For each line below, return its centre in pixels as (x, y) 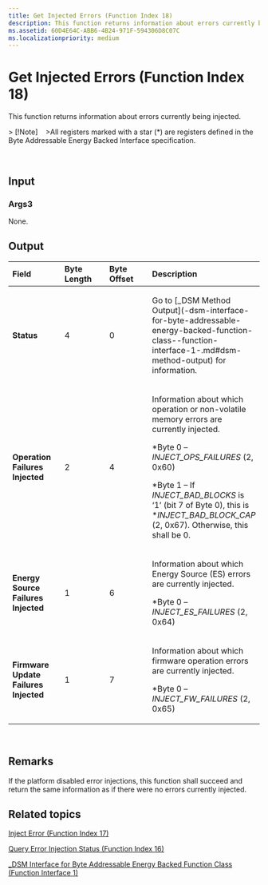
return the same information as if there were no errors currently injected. (128, 789)
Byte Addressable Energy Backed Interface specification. (102, 141)
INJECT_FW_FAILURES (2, (201, 698)
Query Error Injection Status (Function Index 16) (87, 849)
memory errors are (187, 419)
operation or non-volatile (199, 409)
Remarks (31, 762)
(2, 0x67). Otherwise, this (200, 525)
